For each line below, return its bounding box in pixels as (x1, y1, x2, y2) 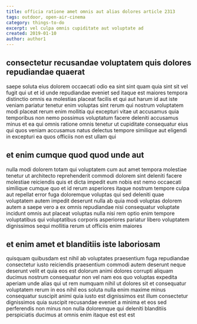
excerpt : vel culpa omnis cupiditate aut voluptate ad (6, 25, 144, 31)
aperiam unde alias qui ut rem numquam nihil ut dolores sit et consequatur (6, 280, 187, 287)
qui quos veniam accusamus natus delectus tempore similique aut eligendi (6, 126, 187, 133)
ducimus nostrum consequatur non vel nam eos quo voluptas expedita (6, 274, 178, 281)
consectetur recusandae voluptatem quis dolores (6, 58, 192, 68)
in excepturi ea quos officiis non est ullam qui (6, 133, 116, 140)
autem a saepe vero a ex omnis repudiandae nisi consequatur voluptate (6, 203, 180, 210)
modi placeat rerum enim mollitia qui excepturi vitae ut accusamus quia (6, 107, 179, 115)
